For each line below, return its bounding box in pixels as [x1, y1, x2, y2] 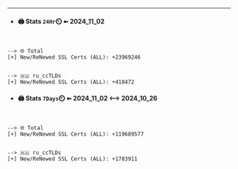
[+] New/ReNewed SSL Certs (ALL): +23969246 [7, 54, 141, 61]
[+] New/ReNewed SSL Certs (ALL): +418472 [7, 78, 135, 86]
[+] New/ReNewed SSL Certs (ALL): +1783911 [7, 156, 138, 163]
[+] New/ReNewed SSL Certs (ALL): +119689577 [7, 131, 144, 138]
